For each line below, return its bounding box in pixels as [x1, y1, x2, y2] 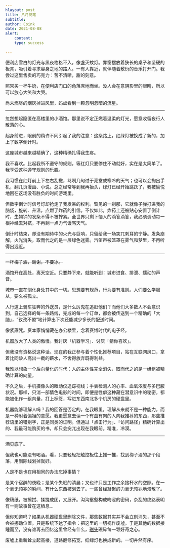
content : [14, 36, 33, 41]
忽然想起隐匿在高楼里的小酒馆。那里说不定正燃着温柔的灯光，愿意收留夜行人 [5, 115, 165, 122]
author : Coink [5, 21, 35, 27]
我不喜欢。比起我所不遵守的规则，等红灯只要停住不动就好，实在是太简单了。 [5, 160, 165, 166]
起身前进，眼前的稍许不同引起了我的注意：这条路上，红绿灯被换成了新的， [5, 132, 160, 138]
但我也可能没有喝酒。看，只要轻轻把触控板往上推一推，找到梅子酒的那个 [5, 451, 156, 457]
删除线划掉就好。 [18, 458, 54, 464]
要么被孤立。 [14, 293, 41, 299]
